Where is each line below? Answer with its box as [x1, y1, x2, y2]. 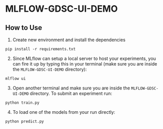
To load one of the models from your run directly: [12, 109, 115, 115]
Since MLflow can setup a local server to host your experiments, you [12, 55, 156, 61]
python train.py [5, 100, 39, 105]
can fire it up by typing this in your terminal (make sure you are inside [12, 61, 157, 67]
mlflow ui [5, 76, 26, 81]
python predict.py [5, 119, 44, 124]
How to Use [5, 23, 43, 32]
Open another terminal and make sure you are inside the [12, 85, 130, 91]
